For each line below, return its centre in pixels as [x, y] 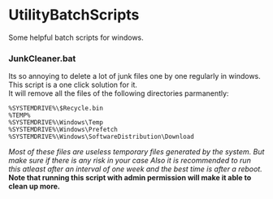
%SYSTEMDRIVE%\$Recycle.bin [56, 108]
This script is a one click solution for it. [73, 85]
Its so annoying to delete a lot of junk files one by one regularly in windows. [135, 76]
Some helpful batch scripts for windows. [76, 37]
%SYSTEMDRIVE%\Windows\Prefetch [63, 130]
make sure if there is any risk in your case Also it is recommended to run [130, 161]
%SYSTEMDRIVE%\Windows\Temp [56, 123]
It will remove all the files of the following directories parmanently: [119, 93]
